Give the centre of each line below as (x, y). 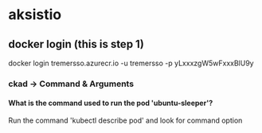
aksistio (35, 15)
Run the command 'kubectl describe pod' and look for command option (125, 120)
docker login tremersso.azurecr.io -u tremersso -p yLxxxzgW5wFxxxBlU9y (131, 63)
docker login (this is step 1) (76, 44)
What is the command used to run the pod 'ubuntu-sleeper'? (111, 103)
